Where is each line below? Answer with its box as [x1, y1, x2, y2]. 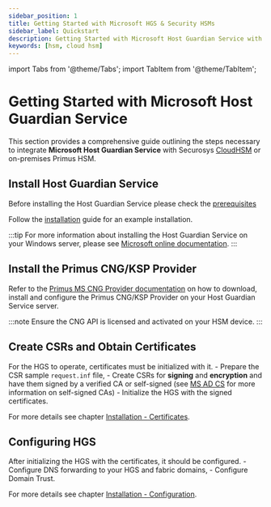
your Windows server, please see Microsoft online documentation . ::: [8, 238, 238, 248]
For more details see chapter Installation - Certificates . [8, 411, 190, 421]
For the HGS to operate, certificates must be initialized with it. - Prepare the [8, 361, 260, 371]
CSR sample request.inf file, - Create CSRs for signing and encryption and [8, 370, 263, 380]
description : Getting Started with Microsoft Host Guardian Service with [8, 34, 263, 43]
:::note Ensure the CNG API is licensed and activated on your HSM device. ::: [8, 317, 263, 326]
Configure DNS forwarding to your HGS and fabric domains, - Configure [8, 465, 248, 475]
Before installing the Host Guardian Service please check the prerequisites [8, 198, 257, 208]
